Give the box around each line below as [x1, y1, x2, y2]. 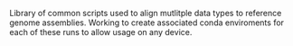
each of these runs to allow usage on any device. [9, 27, 193, 37]
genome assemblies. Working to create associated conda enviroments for [9, 17, 285, 28]
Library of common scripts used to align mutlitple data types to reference [9, 8, 282, 18]
